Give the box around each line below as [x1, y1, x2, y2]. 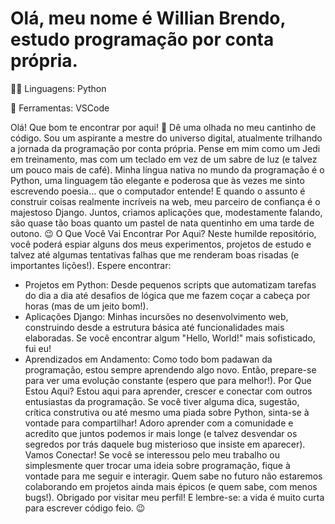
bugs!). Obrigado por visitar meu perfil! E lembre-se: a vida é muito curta [24, 491, 325, 503]
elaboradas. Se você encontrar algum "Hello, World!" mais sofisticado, [24, 332, 316, 344]
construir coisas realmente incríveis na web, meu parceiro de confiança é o [10, 195, 321, 207]
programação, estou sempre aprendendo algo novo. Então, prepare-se [24, 363, 317, 376]
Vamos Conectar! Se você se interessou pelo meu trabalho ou [24, 448, 280, 461]
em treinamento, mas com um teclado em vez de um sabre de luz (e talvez [10, 153, 318, 165]
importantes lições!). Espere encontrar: [10, 259, 172, 271]
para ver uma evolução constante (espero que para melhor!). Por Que [24, 374, 312, 386]
